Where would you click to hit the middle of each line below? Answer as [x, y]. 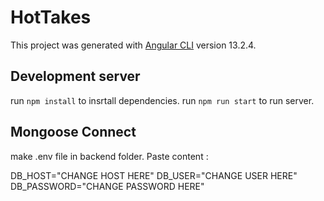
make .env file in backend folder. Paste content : [109, 156]
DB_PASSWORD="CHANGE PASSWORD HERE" [107, 186]
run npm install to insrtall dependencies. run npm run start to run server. [162, 100]
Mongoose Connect [73, 132]
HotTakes [51, 17]
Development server [75, 76]
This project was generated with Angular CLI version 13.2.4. [133, 45]
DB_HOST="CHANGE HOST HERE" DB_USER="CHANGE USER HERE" [154, 175]
